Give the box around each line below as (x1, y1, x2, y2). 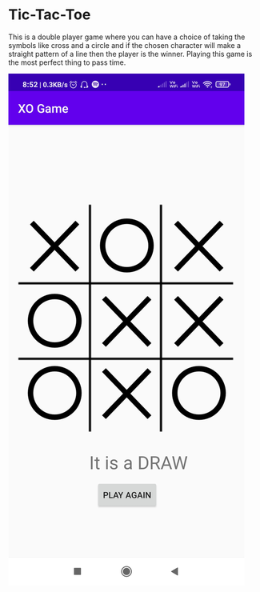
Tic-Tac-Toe (8, 6, 91, 24)
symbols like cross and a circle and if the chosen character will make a (8, 40, 242, 50)
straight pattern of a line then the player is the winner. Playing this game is (8, 49, 253, 58)
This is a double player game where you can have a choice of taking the (8, 32, 246, 42)
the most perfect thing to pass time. (8, 58, 126, 67)
